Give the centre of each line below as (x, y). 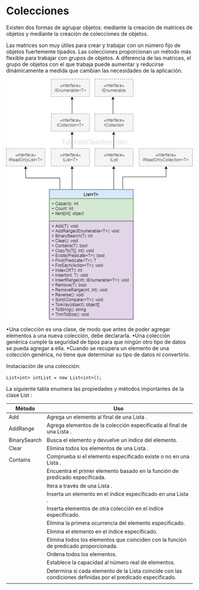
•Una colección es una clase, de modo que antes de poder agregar (88, 329)
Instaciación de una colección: (44, 366)
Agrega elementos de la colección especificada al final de (117, 425)
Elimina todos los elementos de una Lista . (97, 448)
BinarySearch (25, 440)
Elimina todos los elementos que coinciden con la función (116, 539)
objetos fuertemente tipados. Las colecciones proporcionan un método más (99, 51)
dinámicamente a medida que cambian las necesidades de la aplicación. (94, 70)
